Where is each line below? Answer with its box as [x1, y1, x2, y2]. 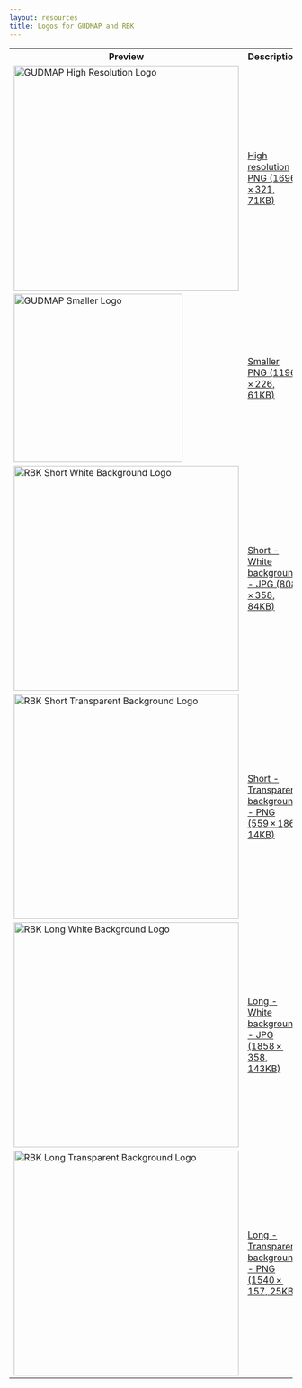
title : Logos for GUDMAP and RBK [9, 22, 135, 31]
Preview [108, 50, 145, 63]
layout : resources [9, 13, 78, 22]
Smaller [247, 354, 280, 367]
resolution [247, 160, 290, 173]
